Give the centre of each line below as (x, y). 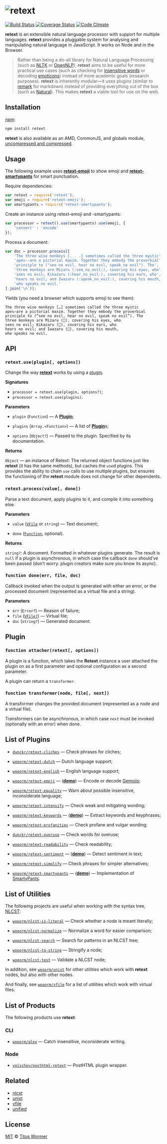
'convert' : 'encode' (36, 228)
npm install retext (25, 128)
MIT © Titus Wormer (26, 1137)
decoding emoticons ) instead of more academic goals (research (83, 75)
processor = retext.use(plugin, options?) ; (58, 392)
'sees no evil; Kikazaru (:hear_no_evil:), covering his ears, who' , (88, 275)
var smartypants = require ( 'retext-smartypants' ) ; (59, 205)
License (18, 1125)
